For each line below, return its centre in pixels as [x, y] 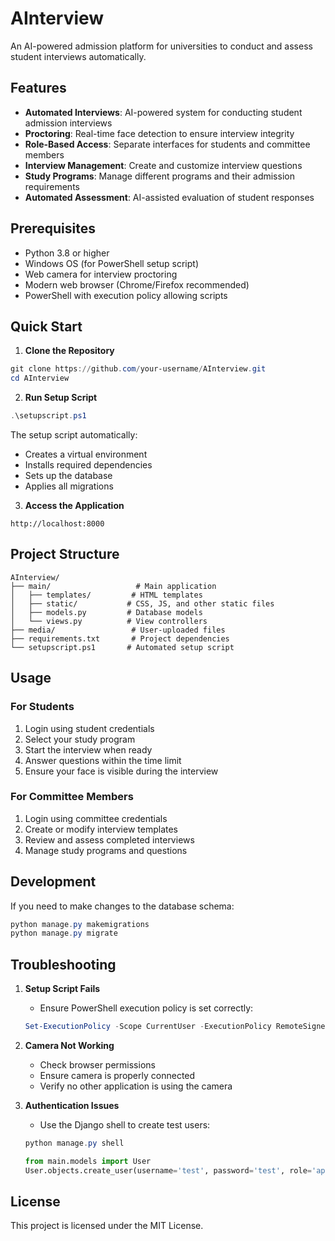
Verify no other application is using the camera [136, 1086]
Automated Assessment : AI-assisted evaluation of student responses [169, 197]
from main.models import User [88, 1161]
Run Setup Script [61, 398]
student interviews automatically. [78, 56]
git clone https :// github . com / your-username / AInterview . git [138, 369]
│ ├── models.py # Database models [106, 612]
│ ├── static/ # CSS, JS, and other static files [142, 603]
